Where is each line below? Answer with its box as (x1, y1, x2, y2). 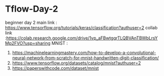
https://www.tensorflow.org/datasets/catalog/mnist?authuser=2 (12, 60, 141, 66)
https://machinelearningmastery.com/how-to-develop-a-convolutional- (12, 50, 157, 56)
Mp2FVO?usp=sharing (5, 40, 50, 46)
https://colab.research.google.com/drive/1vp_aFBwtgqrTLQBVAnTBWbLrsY (6, 35, 158, 41)
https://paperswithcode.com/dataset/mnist (12, 65, 99, 71)
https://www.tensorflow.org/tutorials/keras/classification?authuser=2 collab (5, 24, 158, 30)
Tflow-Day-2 (5, 3, 58, 15)
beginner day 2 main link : (5, 19, 57, 25)
